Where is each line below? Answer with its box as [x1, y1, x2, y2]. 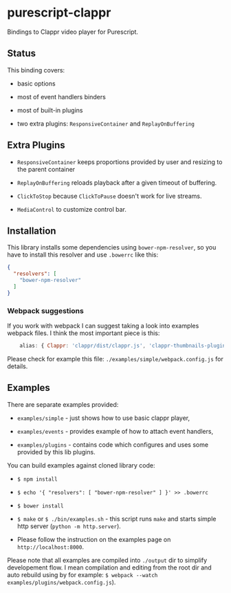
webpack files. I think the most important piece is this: [7, 329, 160, 337]
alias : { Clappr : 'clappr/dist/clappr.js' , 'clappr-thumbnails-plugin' [19, 343, 229, 350]
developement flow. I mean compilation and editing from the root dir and [7, 563, 212, 572]
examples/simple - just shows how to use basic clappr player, [16, 414, 190, 422]
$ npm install [16, 476, 58, 483]
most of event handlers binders [16, 92, 107, 101]
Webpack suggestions [7, 305, 84, 315]
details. [7, 362, 28, 370]
